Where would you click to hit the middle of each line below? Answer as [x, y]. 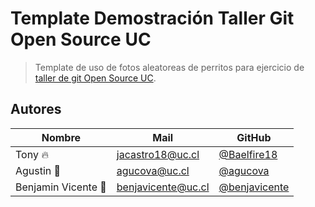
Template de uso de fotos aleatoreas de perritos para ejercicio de [169, 67]
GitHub [254, 137]
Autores [36, 109]
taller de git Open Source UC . [95, 78]
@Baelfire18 [248, 154]
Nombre [61, 137]
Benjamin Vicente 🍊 [61, 187]
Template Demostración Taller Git [152, 18]
